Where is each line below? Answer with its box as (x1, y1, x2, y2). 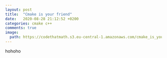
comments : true (5, 26, 37, 30)
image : (5, 30, 19, 35)
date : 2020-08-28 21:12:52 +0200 (5, 16, 79, 21)
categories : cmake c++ (5, 21, 52, 26)
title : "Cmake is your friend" (5, 12, 72, 17)
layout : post (5, 7, 32, 12)
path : (9, 35, 21, 40)
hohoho (5, 48, 21, 54)
